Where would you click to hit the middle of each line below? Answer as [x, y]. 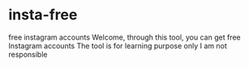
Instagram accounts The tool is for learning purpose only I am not [118, 45]
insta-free [43, 15]
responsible [28, 54]
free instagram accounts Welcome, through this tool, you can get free [124, 37]
